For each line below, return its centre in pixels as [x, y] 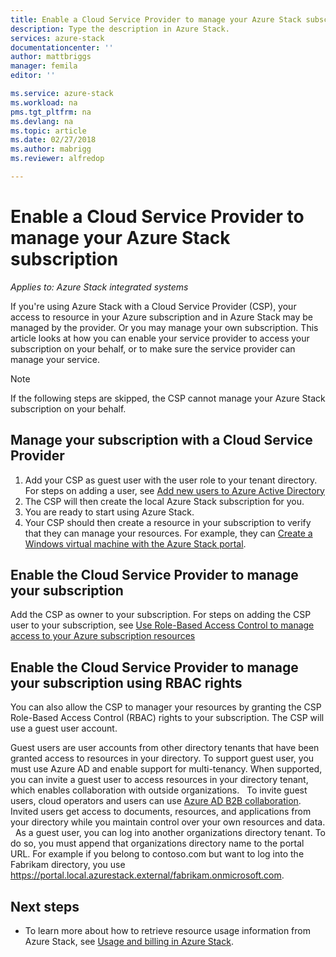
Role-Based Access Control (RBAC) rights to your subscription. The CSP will [167, 718]
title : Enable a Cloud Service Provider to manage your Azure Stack [156, 19]
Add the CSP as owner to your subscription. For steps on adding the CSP [161, 615]
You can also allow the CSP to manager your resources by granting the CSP [166, 707]
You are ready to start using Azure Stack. [109, 512]
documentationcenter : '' [62, 47]
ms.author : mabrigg [51, 149]
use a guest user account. [64, 728]
